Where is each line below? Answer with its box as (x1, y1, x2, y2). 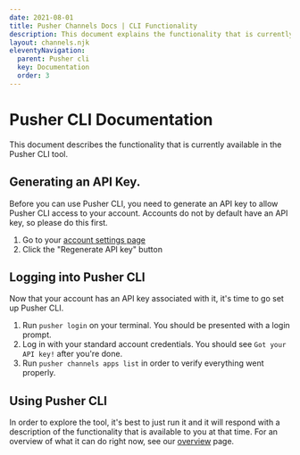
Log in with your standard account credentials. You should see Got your (21, 339, 287, 350)
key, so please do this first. (9, 217, 109, 227)
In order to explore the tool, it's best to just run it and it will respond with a (9, 417, 280, 428)
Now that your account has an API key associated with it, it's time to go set (9, 294, 284, 304)
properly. (21, 368, 56, 378)
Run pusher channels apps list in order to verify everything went (21, 358, 264, 368)
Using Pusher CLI (9, 393, 107, 409)
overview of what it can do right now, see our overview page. (9, 436, 235, 447)
